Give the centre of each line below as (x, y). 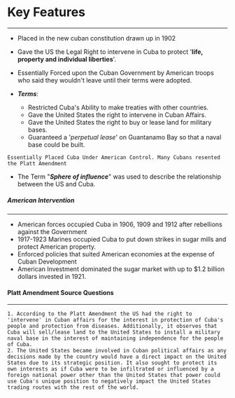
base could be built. (56, 144)
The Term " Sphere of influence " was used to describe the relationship (119, 177)
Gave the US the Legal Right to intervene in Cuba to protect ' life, (110, 52)
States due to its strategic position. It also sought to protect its (112, 363)
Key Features (47, 12)
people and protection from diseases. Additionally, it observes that (112, 327)
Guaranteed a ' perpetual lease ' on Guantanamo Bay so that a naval (124, 137)
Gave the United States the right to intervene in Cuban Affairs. (117, 115)
